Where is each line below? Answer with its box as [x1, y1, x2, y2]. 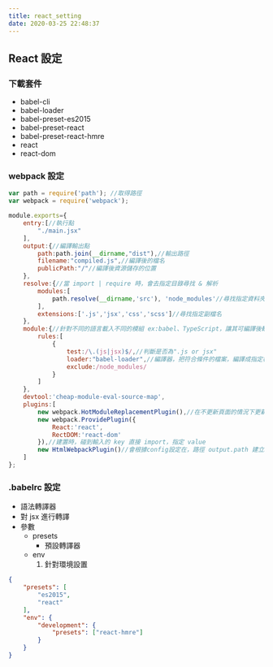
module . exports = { [8, 212, 67, 220]
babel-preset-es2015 [19, 115, 91, 124]
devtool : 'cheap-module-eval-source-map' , [23, 393, 165, 401]
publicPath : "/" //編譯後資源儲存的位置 [37, 265, 157, 273]
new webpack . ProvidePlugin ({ [37, 415, 136, 423]
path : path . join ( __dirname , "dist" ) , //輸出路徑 [37, 249, 189, 258]
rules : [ [37, 332, 63, 341]
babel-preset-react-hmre [19, 132, 105, 141]
